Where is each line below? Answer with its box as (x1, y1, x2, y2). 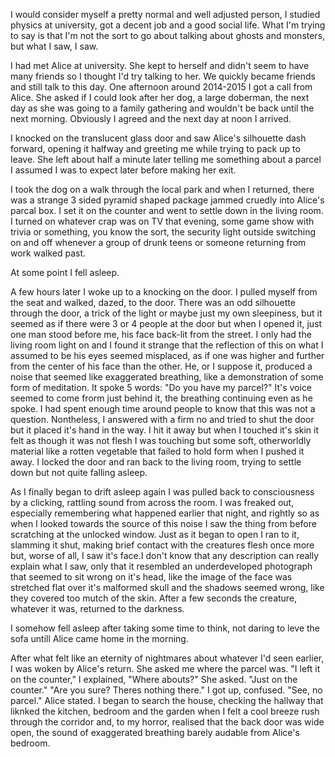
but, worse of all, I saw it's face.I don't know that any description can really (10, 550, 320, 561)
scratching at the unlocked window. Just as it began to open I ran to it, (10, 529, 300, 540)
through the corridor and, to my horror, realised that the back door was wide (10, 716, 325, 728)
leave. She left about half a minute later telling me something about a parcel (10, 154, 322, 165)
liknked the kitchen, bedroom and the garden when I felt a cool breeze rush (10, 705, 320, 717)
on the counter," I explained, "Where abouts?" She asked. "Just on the (10, 674, 298, 685)
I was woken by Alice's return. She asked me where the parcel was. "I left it (10, 663, 321, 674)
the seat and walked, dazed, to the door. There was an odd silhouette (10, 297, 296, 308)
